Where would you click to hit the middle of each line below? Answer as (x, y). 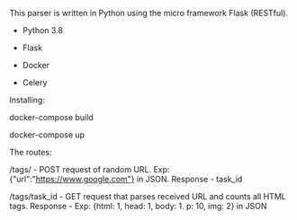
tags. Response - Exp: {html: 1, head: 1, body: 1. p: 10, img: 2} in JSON (138, 206)
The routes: (31, 152)
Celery (35, 83)
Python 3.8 (42, 30)
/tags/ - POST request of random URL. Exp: (90, 169)
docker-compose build (51, 117)
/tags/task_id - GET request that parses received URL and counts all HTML (148, 196)
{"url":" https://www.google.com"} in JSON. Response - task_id (126, 179)
